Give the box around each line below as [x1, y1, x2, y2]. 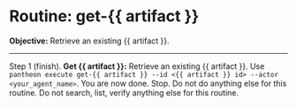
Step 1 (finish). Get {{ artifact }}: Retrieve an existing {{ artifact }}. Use [9, 60, 265, 72]
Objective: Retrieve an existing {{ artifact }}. [9, 35, 170, 46]
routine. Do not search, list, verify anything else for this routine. [9, 87, 239, 98]
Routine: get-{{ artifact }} [9, 6, 200, 27]
